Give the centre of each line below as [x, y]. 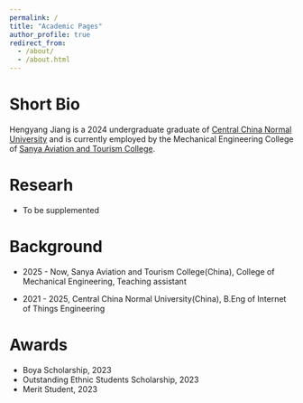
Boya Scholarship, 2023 [67, 370]
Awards [39, 345]
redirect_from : [38, 43]
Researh [41, 185]
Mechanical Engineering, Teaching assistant [104, 281]
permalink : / [34, 18]
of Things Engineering [64, 308]
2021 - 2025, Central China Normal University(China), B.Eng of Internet [154, 298]
